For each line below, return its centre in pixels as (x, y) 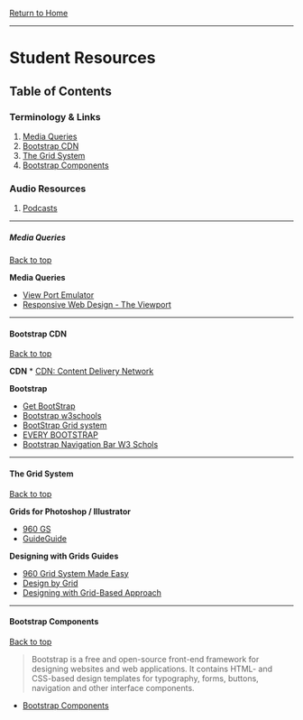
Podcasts (40, 208)
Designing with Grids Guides (64, 556)
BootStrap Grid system (64, 425)
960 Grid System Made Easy (75, 573)
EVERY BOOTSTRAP (60, 435)
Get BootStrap (49, 406)
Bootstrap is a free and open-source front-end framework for (145, 659)
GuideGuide (45, 538)
